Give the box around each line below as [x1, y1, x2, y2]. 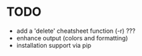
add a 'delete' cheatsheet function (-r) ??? [16, 27, 136, 35]
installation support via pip [16, 41, 92, 49]
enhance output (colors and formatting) [16, 33, 128, 42]
